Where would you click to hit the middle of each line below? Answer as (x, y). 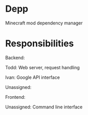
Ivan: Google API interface (33, 77)
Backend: (15, 57)
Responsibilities (40, 44)
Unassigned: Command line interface (44, 107)
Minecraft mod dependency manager (44, 23)
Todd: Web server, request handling (42, 67)
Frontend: (15, 97)
